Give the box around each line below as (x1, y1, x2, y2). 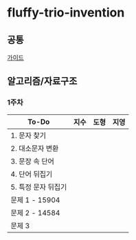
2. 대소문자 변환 (10, 143, 59, 153)
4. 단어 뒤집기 (10, 169, 53, 179)
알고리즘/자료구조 (7, 76, 78, 87)
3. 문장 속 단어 (10, 156, 55, 166)
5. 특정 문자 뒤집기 (10, 182, 67, 192)
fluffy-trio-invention (7, 5, 125, 21)
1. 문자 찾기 (10, 131, 47, 140)
